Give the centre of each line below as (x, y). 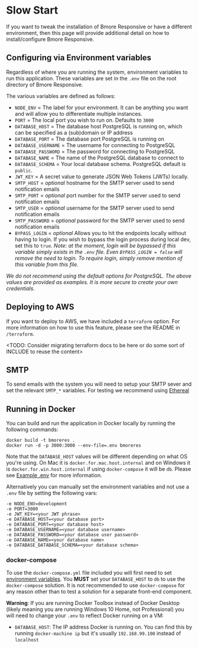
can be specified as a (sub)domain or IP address (74, 132)
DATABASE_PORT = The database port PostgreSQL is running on (89, 139)
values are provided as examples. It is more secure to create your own (92, 282)
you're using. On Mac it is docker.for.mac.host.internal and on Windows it (98, 463)
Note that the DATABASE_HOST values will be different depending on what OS (97, 457)
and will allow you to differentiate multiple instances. (79, 113)
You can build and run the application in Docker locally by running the (91, 424)
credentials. (21, 288)
